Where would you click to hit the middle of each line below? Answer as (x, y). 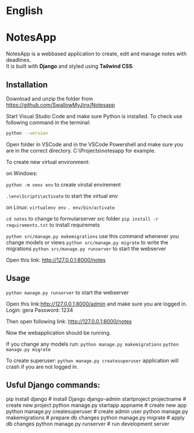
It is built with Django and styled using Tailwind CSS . (70, 66)
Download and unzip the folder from (50, 98)
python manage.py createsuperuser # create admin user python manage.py (97, 411)
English (25, 11)
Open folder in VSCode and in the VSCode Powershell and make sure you (95, 144)
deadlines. (18, 60)
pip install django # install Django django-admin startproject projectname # (96, 399)
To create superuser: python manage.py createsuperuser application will (92, 360)
